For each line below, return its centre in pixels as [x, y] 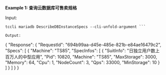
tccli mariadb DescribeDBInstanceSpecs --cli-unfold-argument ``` [76, 27]
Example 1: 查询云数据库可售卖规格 [41, 8]
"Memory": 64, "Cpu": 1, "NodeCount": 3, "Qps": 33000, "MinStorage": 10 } [83, 62]
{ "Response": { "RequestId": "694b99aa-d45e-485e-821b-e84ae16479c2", [83, 45]
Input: [11, 18]
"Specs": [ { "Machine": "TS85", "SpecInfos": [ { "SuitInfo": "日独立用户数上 [83, 51]
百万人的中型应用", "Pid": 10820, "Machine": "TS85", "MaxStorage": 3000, [81, 57]
